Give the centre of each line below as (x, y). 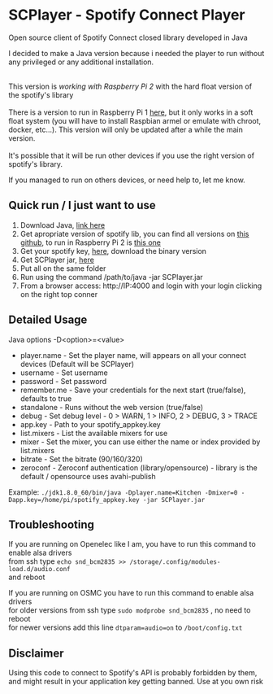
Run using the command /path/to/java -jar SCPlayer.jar (111, 277)
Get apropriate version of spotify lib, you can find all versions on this (134, 234)
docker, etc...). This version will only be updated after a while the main (126, 129)
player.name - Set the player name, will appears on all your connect (133, 355)
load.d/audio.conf (39, 570)
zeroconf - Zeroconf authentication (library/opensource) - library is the (139, 467)
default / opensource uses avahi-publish (88, 476)
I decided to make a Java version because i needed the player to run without (136, 53)
